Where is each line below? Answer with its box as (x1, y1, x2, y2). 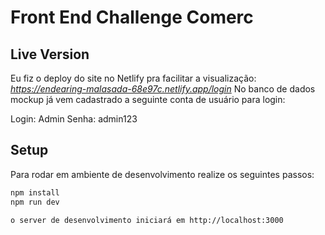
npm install (10, 187, 60, 198)
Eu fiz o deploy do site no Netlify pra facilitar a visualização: (10, 72, 257, 84)
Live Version (10, 46, 90, 63)
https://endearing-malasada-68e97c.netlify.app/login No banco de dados (10, 83, 316, 95)
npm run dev (10, 197, 60, 207)
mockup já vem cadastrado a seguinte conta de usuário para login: (10, 94, 286, 105)
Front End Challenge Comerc (10, 6, 254, 29)
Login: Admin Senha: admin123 (10, 113, 138, 125)
